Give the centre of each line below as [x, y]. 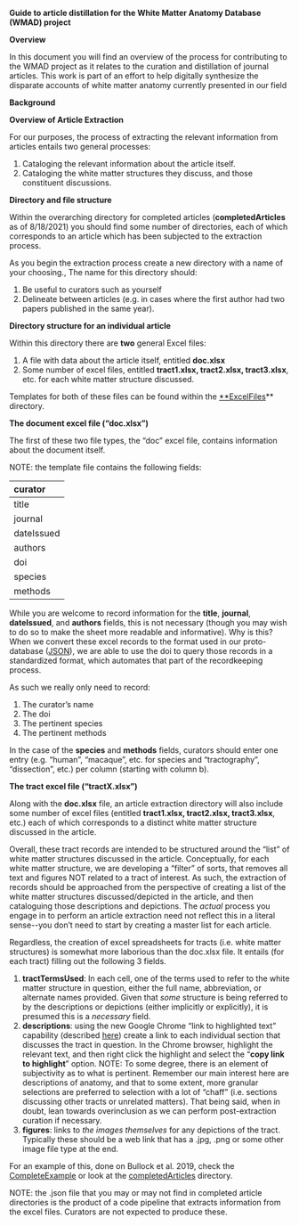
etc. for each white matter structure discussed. [108, 379]
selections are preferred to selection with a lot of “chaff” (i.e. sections [149, 1092]
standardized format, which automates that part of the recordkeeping [136, 660]
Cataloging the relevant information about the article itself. [129, 163]
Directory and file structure [61, 200]
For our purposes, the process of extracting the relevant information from [144, 137]
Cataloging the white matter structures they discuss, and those [137, 173]
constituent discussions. [67, 183]
